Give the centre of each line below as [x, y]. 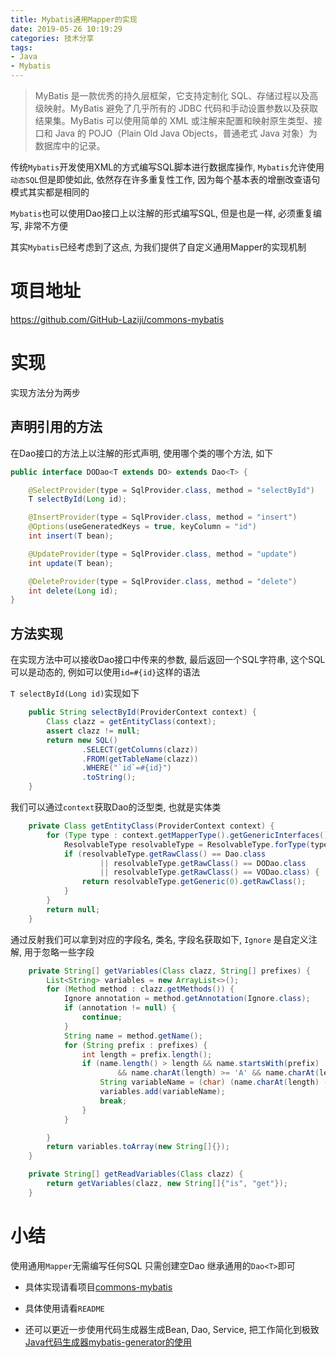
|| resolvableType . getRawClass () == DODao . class [203, 863]
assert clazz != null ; [93, 731]
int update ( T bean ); [71, 563]
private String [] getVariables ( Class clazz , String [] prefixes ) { [169, 971]
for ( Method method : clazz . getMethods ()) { [140, 989]
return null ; [73, 909]
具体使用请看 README [64, 1308]
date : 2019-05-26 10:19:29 [66, 29]
